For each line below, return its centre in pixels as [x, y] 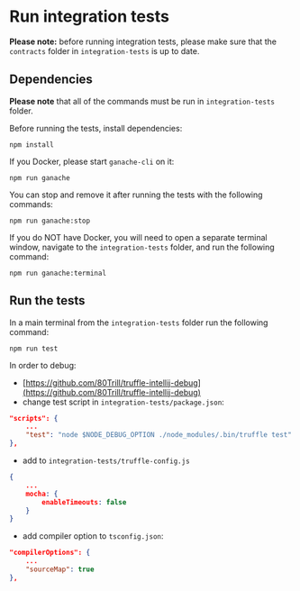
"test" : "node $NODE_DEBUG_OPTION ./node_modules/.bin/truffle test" [159, 435]
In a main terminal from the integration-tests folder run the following [139, 323]
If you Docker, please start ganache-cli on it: [92, 161]
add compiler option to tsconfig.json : [93, 536]
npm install [32, 145]
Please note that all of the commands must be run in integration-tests [142, 101]
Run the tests [47, 300]
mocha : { [42, 494]
